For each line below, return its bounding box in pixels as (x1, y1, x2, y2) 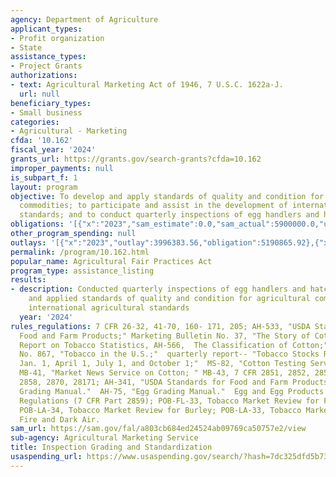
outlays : (10, 237, 47, 248)
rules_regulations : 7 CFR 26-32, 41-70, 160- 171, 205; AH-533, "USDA (10, 321, 311, 331)
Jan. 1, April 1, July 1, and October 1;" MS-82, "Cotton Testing (19, 359, 307, 369)
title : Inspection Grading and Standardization (10, 442, 213, 453)
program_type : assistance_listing (10, 266, 155, 276)
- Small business (10, 107, 83, 118)
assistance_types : (10, 52, 87, 62)
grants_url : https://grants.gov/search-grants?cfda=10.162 (10, 154, 262, 164)
